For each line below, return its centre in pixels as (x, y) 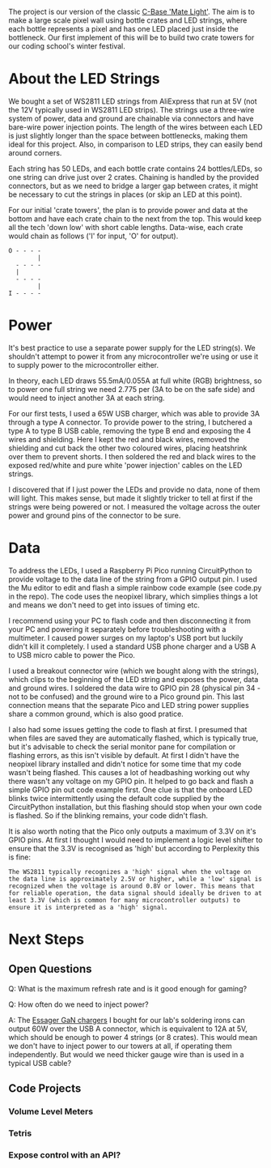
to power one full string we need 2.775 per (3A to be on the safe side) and (132, 389)
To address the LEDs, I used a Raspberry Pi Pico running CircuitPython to (130, 570)
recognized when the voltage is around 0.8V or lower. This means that (131, 886)
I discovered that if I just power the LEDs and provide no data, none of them (134, 489)
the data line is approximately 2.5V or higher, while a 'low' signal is (135, 879)
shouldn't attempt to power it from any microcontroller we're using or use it (133, 356)
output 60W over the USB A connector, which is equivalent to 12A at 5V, (128, 1029)
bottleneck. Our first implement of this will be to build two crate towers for (131, 37)
